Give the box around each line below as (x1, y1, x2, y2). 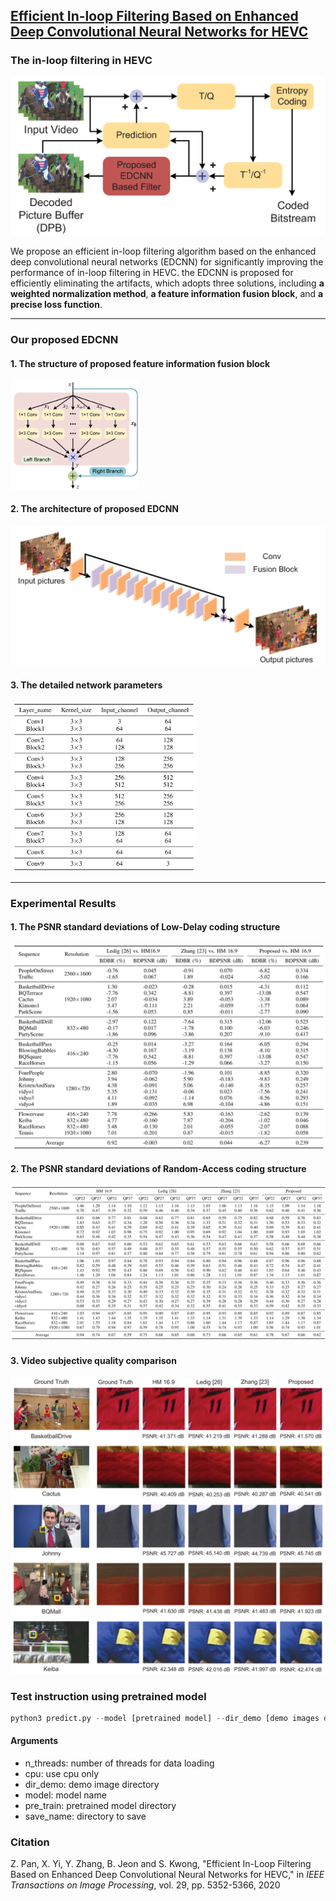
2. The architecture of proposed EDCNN (10, 503, 180, 515)
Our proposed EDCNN (10, 333, 119, 347)
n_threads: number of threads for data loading (24, 1757, 215, 1769)
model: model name (24, 1789, 107, 1801)
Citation (10, 1835, 50, 1849)
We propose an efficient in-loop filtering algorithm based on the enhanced (10, 245, 317, 258)
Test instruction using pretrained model (10, 1689, 207, 1703)
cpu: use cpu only (24, 1768, 100, 1780)
